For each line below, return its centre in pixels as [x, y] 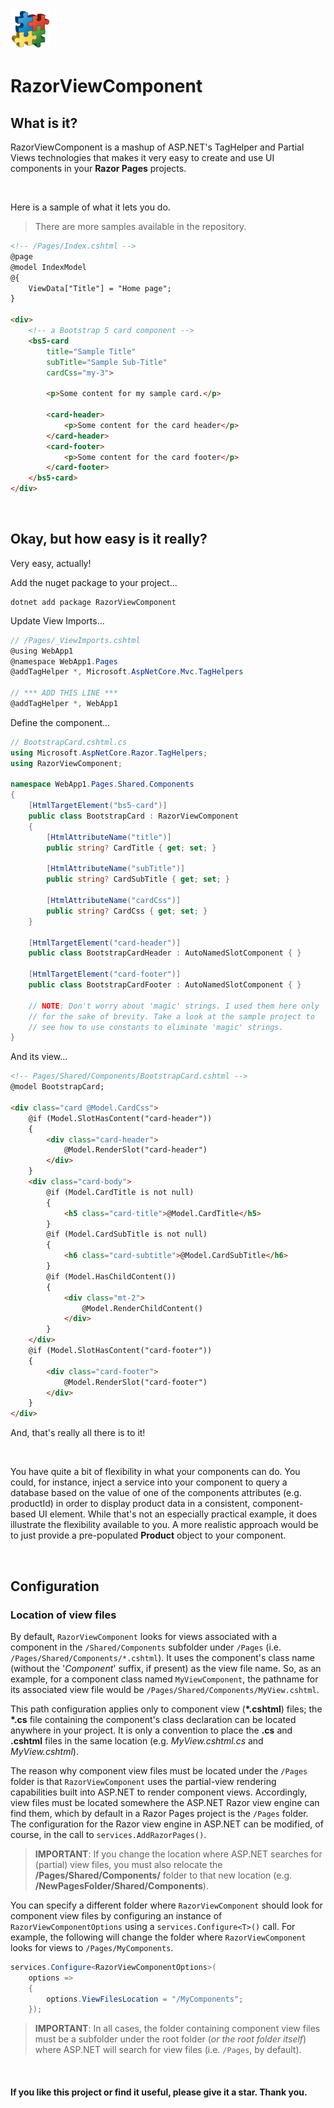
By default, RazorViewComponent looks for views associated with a [144, 1636]
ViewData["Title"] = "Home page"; [100, 288]
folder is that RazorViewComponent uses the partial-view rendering [143, 1781]
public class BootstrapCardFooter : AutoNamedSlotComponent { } [165, 985]
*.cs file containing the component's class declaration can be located [153, 1719]
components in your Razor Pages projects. [98, 168]
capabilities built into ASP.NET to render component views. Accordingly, [159, 1792]
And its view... [39, 1057]
